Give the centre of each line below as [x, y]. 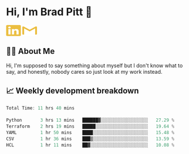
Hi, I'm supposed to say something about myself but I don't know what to [95, 65]
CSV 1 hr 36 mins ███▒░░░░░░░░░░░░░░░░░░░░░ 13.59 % [90, 139]
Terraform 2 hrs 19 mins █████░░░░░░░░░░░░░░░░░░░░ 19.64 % [90, 126]
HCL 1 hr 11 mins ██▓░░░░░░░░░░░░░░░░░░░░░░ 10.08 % [90, 145]
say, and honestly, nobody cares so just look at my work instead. [84, 71]
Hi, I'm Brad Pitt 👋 [49, 12]
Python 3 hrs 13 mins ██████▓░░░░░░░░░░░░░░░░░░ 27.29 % [90, 120]
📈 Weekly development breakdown [72, 91]
